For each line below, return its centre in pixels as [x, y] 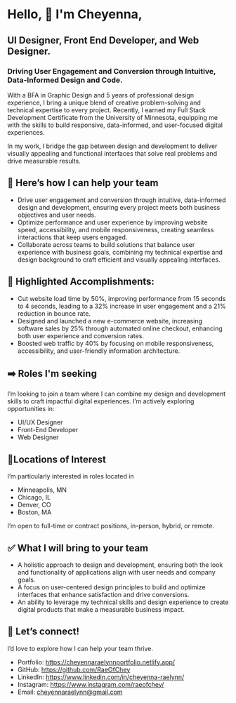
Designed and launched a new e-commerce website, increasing [110, 321]
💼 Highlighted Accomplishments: [81, 282]
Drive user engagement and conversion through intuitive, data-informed [122, 200]
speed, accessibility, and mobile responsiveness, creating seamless [116, 229]
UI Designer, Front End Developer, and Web [103, 40]
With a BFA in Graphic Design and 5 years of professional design [101, 95]
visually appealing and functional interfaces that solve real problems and [112, 153]
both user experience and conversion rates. [80, 335]
